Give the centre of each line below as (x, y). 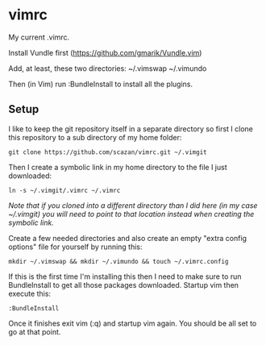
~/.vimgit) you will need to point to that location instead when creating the (131, 214)
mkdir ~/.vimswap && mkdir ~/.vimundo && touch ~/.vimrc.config (118, 261)
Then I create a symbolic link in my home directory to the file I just (118, 167)
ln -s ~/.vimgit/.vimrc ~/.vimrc (64, 190)
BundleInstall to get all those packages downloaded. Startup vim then (124, 285)
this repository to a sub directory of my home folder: (95, 137)
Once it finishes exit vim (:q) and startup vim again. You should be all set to (133, 323)
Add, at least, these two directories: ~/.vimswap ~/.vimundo (108, 68)
